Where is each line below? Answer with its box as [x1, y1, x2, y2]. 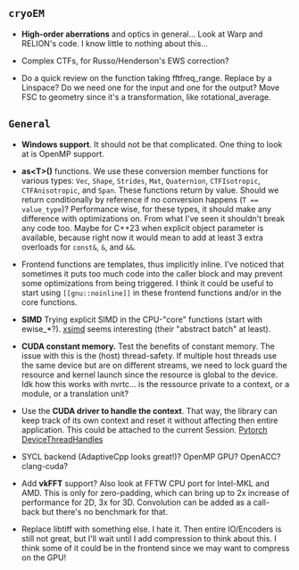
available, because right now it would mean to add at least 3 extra [21, 232, 264, 243]
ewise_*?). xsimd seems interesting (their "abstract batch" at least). [21, 323, 271, 334]
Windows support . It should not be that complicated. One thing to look [21, 138, 283, 150]
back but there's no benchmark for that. [21, 506, 169, 516]
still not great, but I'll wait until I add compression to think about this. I [21, 533, 278, 543]
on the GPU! [21, 552, 67, 563]
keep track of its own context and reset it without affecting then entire [21, 415, 278, 425]
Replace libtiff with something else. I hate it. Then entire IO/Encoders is [21, 524, 282, 534]
